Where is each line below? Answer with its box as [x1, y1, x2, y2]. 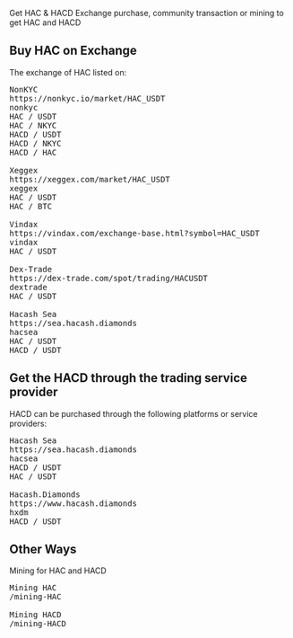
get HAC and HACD [9, 17, 82, 28]
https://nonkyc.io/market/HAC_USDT [9, 93, 166, 103]
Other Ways [9, 542, 77, 557]
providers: [9, 418, 47, 429]
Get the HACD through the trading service [9, 370, 248, 385]
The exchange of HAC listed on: [9, 66, 127, 77]
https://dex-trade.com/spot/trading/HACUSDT [9, 273, 209, 283]
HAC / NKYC [9, 120, 57, 130]
